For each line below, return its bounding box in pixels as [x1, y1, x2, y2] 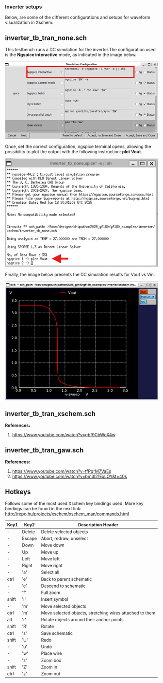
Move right [41, 563, 63, 569]
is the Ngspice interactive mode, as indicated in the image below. [5, 52, 137, 58]
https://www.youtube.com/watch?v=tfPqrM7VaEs [12, 468, 112, 474]
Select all [41, 569, 60, 575]
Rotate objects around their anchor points [41, 617, 124, 623]
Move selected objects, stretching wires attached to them [41, 610, 156, 616]
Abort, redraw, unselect [41, 536, 88, 541]
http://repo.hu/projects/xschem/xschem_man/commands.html [5, 511, 130, 517]
